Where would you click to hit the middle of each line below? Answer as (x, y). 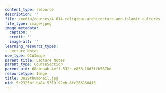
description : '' (22, 14)
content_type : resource (30, 10)
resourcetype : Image (26, 74)
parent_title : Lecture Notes (35, 60)
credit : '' (21, 37)
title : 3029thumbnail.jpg (32, 78)
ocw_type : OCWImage (25, 55)
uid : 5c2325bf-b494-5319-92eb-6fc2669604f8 (51, 83)
